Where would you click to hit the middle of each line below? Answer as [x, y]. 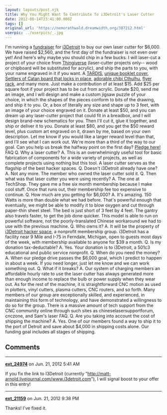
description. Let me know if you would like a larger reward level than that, [80, 137]
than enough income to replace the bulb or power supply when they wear [80, 279]
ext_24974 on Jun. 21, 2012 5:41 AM [42, 364]
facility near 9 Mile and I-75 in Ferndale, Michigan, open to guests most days [83, 237]
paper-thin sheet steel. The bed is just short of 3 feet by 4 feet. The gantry [82, 210]
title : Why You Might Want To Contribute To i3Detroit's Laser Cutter [80, 14]
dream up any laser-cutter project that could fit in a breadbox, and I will [78, 115]
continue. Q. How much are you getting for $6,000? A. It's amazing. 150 [78, 195]
